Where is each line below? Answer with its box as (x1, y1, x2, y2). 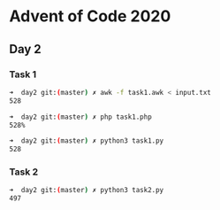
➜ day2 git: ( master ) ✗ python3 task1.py (9, 136, 164, 145)
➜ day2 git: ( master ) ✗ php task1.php (9, 113, 152, 121)
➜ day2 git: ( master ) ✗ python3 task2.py (9, 186, 164, 195)
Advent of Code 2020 (9, 6, 171, 27)
